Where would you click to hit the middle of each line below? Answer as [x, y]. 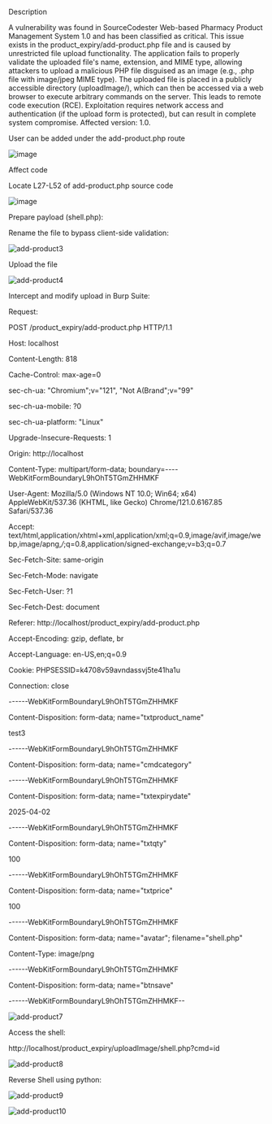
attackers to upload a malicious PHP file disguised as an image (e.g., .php [131, 71]
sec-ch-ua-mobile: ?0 [45, 406]
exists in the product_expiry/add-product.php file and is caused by [120, 45]
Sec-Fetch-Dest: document [54, 607]
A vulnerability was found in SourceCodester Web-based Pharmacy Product [136, 27]
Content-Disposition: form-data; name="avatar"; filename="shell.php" [126, 938]
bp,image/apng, [35, 544]
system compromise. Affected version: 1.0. [80, 122]
